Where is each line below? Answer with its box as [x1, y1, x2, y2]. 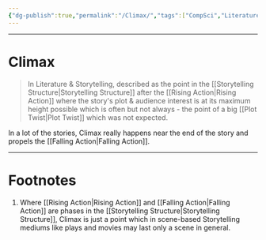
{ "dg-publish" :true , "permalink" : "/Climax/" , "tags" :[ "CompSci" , [8, 11, 222, 20]
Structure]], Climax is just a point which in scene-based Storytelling [19, 214, 240, 223]
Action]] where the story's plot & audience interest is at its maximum [27, 96, 251, 105]
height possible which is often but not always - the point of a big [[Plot [27, 104, 257, 114]
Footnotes [8, 171, 77, 189]
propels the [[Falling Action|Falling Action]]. [8, 136, 150, 146]
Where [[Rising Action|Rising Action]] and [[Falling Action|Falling [19, 197, 231, 207]
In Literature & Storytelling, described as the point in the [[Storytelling [27, 79, 254, 88]
